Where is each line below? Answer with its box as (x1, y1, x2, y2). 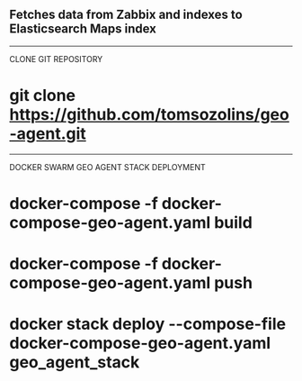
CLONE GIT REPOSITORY (9, 53, 103, 64)
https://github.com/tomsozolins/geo (9, 104, 289, 124)
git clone (9, 86, 76, 105)
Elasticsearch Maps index (9, 22, 157, 37)
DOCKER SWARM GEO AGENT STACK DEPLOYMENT (9, 161, 206, 172)
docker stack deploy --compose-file (9, 314, 286, 334)
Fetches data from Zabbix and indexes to (9, 7, 243, 23)
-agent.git (9, 123, 87, 143)
